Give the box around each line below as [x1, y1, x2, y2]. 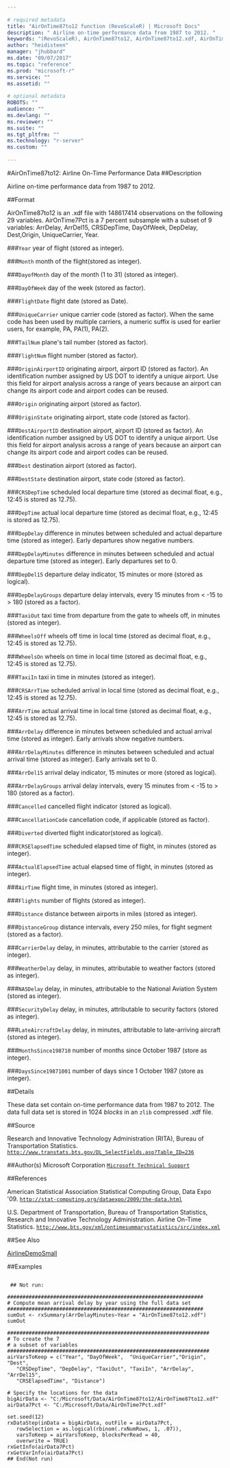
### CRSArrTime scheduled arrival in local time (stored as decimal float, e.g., [7, 686, 220, 694]
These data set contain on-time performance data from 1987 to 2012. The [7, 1100, 214, 1108]
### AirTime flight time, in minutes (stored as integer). [7, 883, 158, 891]
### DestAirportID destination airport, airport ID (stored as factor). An [7, 426, 203, 434]
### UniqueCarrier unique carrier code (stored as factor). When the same [7, 310, 214, 319]
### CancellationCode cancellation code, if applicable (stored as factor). [7, 815, 210, 823]
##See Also [7, 1236, 40, 1244]
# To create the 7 [7, 1335, 60, 1343]
